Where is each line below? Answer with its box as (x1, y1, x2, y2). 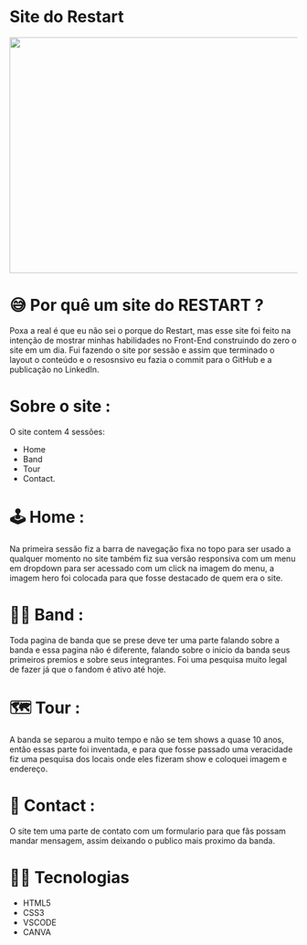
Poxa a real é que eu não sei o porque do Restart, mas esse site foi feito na (9, 324, 291, 335)
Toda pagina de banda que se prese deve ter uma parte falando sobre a (9, 634, 281, 645)
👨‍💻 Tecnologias (9, 866, 130, 887)
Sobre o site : (9, 396, 111, 417)
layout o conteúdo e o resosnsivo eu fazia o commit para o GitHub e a (9, 354, 272, 365)
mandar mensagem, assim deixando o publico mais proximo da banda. (9, 834, 276, 846)
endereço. (9, 763, 48, 774)
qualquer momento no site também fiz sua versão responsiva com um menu (9, 553, 296, 564)
